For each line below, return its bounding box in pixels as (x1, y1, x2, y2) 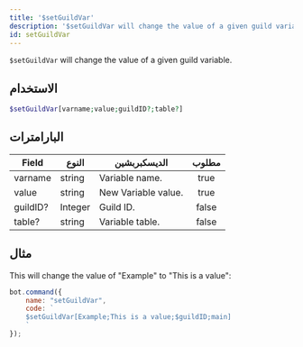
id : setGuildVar (9, 30, 70, 39)
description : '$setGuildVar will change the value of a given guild (9, 22, 272, 31)
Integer (60, 200, 91, 213)
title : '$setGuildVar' (9, 13, 95, 23)
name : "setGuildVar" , (25, 296, 106, 305)
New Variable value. (98, 186, 184, 198)
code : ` (25, 304, 54, 314)
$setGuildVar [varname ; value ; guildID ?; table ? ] (9, 105, 183, 114)
